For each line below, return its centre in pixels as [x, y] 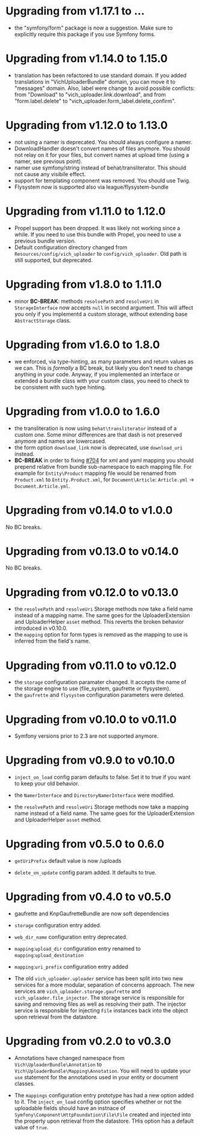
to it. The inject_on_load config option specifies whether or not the [98, 1102]
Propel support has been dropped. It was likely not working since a [97, 228]
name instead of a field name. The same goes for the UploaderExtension [104, 813]
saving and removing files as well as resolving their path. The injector [100, 1004]
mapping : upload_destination [49, 955]
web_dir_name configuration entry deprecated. [71, 937]
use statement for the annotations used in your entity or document [96, 1077]
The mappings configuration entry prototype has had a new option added [104, 1095]
